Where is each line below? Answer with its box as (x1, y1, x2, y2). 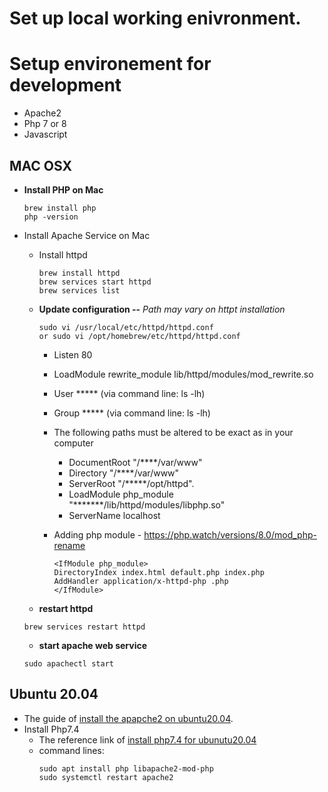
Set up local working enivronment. (9, 7, 302, 30)
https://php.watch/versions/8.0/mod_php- (143, 528, 317, 541)
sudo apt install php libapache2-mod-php (38, 763, 214, 774)
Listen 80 (53, 348, 93, 361)
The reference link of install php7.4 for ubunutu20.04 (38, 733, 257, 746)
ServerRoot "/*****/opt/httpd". (68, 477, 195, 489)
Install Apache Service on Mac (23, 229, 151, 241)
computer (53, 437, 94, 449)
